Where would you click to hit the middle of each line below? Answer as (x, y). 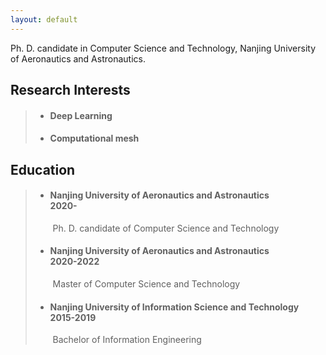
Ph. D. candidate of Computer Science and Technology (166, 228)
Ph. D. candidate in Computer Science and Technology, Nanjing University (163, 48)
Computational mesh (94, 138)
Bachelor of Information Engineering (127, 340)
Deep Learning (81, 115)
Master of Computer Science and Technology (146, 284)
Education (43, 169)
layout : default (44, 19)
